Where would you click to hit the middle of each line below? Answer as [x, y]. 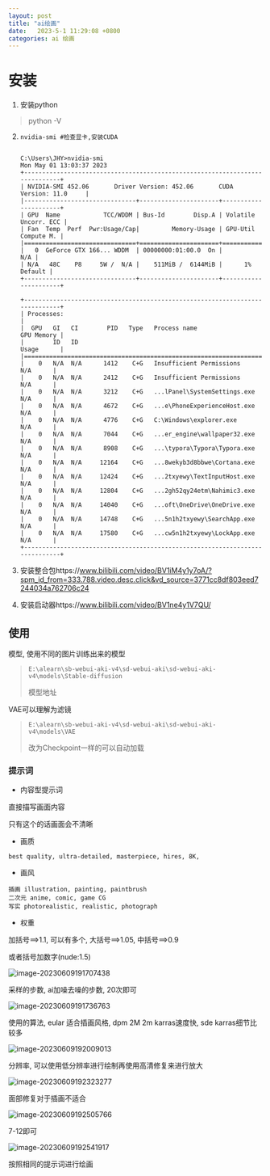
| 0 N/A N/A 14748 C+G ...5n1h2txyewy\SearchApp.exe [137, 519]
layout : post [30, 16]
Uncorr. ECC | [44, 222]
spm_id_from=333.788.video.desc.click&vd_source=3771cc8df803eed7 [139, 580]
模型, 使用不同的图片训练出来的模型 [67, 654]
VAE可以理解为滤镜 [40, 709]
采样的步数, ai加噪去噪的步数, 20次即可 [73, 990]
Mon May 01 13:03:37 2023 [63, 166]
